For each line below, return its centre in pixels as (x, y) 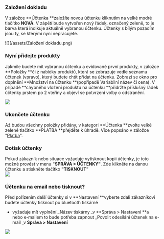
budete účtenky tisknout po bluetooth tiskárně (52, 203)
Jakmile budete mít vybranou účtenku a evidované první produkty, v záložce (82, 66)
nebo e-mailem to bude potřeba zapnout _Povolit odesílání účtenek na (83, 217)
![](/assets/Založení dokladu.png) (39, 43)
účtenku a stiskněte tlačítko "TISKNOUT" (47, 169)
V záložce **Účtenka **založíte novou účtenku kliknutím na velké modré (79, 18)
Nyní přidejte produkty (33, 56)
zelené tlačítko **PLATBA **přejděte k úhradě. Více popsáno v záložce (77, 130)
